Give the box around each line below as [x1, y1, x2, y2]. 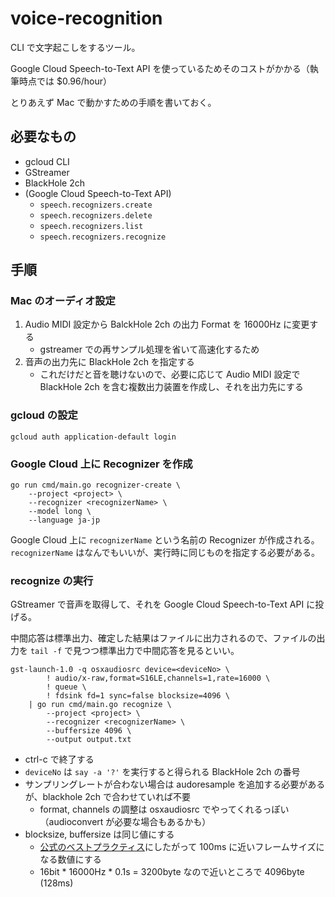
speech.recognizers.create [39, 200, 153, 210]
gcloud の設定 [10, 408, 78, 422]
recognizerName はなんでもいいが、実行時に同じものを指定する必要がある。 [10, 547, 320, 559]
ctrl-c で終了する [24, 753, 95, 766]
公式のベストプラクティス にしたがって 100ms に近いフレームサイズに [39, 841, 325, 853]
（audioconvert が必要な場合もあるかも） [39, 816, 212, 828]
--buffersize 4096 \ [46, 726, 132, 736]
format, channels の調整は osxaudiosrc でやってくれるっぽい [39, 803, 290, 816]
